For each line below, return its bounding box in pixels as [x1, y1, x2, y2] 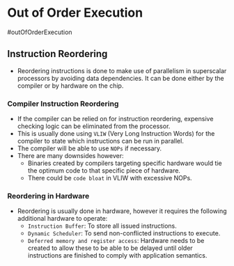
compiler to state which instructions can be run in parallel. [17, 137, 185, 146]
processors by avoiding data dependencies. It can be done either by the [17, 74, 224, 82]
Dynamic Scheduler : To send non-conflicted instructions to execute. [27, 229, 221, 237]
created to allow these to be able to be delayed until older [27, 244, 193, 252]
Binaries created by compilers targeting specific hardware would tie [27, 159, 222, 168]
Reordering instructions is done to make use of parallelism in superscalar [17, 66, 227, 75]
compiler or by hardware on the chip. [17, 81, 124, 90]
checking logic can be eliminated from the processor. [17, 122, 171, 130]
